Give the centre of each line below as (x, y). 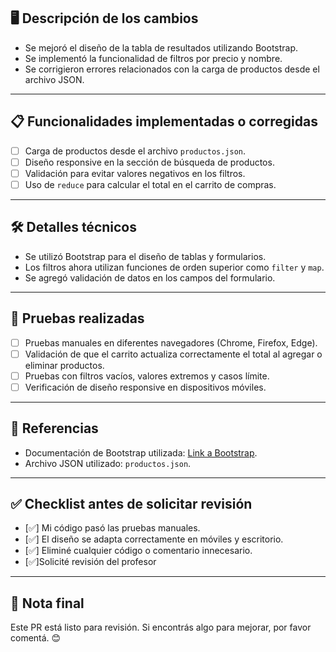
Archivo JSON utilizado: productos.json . (108, 463)
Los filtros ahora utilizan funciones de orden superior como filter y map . (174, 267)
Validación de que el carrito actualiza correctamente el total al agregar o (173, 354)
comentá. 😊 (36, 638)
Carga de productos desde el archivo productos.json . (135, 151)
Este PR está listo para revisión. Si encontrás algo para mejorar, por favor (161, 627)
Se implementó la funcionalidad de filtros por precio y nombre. (153, 58)
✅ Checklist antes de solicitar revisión (131, 503)
